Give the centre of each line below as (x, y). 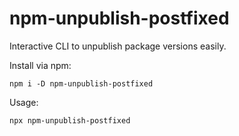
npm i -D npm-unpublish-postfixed (81, 83)
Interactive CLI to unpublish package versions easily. (118, 46)
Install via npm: (40, 65)
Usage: (24, 102)
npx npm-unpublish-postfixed (70, 120)
